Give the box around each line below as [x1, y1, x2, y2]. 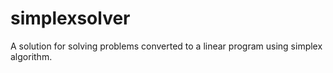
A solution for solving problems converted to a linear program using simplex [10, 40, 323, 52]
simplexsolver [10, 7, 131, 30]
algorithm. [10, 50, 53, 62]
